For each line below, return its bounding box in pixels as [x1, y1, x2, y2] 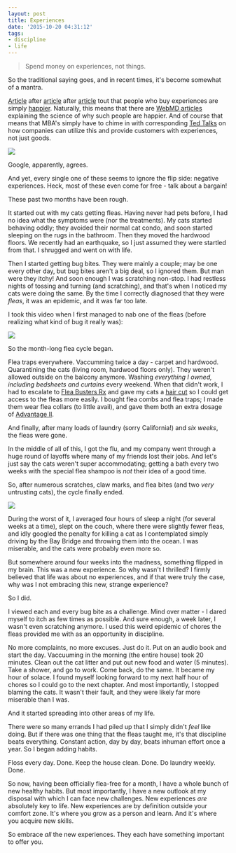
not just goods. [8, 134, 52, 142]
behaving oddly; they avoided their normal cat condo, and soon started [8, 223, 213, 232]
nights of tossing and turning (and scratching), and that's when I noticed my [8, 282, 227, 290]
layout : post [8, 10, 46, 18]
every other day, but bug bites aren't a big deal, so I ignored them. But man [8, 267, 225, 275]
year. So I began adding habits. [8, 745, 97, 753]
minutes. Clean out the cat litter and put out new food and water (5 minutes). [8, 658, 229, 666]
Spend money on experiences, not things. [25, 62, 146, 70]
